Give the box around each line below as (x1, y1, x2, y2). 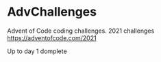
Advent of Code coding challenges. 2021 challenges (7, 27, 155, 35)
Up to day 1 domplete (7, 47, 67, 55)
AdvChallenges (7, 4, 97, 20)
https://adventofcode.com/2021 (7, 33, 97, 42)
